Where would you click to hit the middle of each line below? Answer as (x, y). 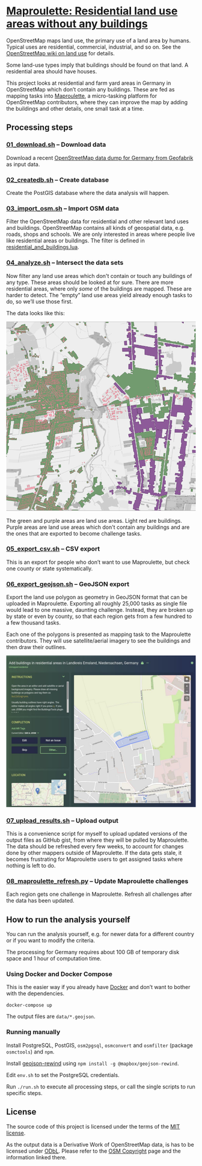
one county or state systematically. (50, 568)
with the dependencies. (35, 993)
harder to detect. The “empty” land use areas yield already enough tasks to (99, 295)
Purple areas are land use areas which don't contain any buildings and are (98, 527)
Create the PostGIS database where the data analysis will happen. (88, 193)
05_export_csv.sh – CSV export (53, 549)
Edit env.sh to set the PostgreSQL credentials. (63, 1075)
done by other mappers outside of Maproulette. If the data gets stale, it (94, 853)
